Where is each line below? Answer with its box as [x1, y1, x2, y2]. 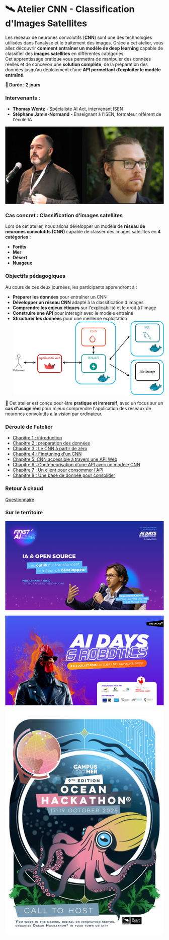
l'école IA [12, 117, 32, 123]
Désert [12, 255, 28, 261]
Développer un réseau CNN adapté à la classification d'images [12, 299, 144, 305]
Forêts [12, 244, 27, 250]
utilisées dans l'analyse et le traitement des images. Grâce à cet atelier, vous [5, 39, 163, 45]
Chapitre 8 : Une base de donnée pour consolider [12, 472, 116, 478]
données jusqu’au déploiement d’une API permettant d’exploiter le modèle [5, 66, 161, 73]
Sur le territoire [5, 509, 43, 516]
